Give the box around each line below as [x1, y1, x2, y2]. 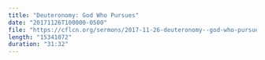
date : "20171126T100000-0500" [8, 19, 108, 26]
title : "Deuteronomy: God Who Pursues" [8, 11, 140, 19]
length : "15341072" [8, 33, 73, 41]
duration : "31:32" [8, 41, 69, 48]
